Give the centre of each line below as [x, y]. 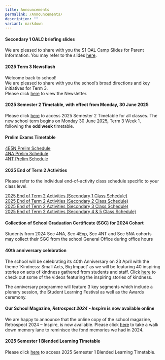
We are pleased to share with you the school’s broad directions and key [78, 83]
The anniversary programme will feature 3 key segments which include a [79, 287]
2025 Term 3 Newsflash [30, 67]
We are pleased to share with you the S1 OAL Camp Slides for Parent [75, 50]
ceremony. [16, 297]
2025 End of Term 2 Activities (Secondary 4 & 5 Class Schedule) [71, 212]
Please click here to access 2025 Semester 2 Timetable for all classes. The [81, 115]
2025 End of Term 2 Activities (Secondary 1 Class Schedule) [66, 196]
